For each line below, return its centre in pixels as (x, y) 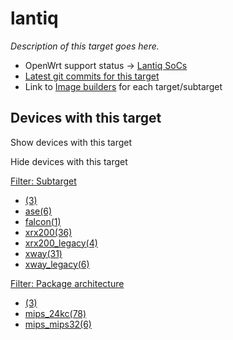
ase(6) (38, 211)
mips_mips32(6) (58, 324)
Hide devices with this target (69, 161)
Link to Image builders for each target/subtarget (123, 86)
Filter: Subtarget (43, 181)
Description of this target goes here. (85, 46)
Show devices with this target (71, 142)
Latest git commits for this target (92, 76)
